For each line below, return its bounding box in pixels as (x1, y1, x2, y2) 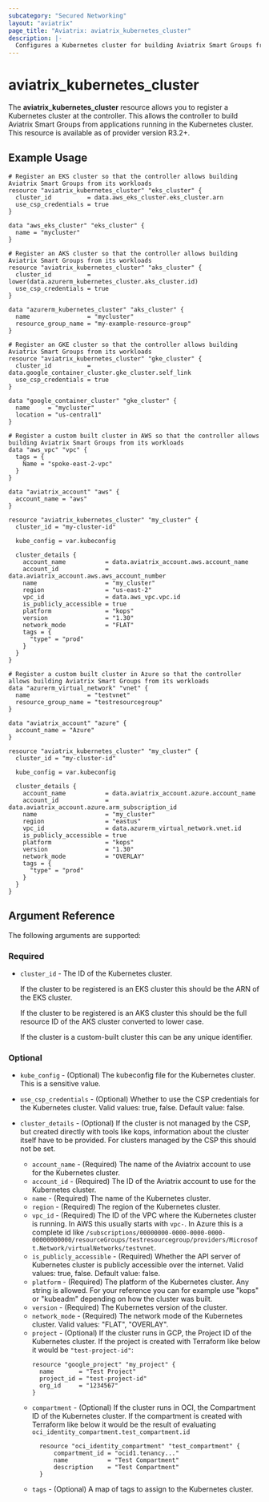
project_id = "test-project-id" (38, 1375, 147, 1383)
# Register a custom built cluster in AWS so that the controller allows (8, 432, 260, 440)
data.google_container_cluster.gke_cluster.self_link (8, 368, 192, 377)
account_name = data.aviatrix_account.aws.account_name (22, 558, 249, 566)
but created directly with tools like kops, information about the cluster (19, 1127, 250, 1137)
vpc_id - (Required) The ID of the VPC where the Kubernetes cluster (31, 1210, 257, 1220)
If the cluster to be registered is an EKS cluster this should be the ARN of (19, 984, 260, 993)
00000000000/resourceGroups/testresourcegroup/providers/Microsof (31, 1236, 259, 1244)
